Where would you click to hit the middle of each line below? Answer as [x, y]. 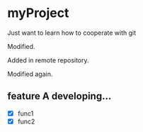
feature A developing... [59, 96]
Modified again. [30, 74]
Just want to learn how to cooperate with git [72, 33]
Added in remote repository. [48, 60]
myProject [38, 13]
